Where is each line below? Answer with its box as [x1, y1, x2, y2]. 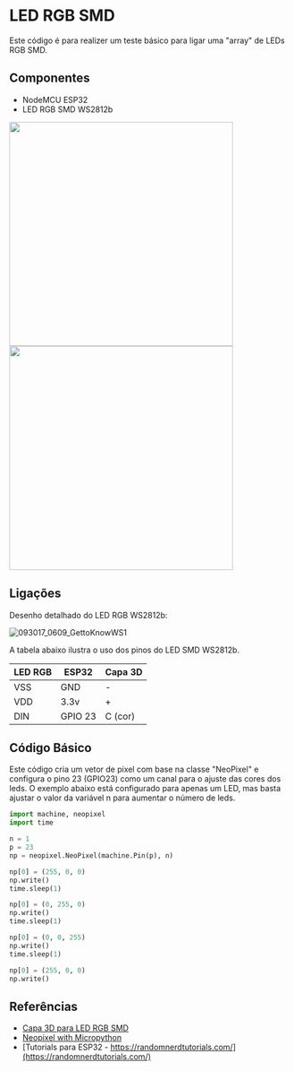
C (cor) [105, 710, 136, 722]
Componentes [9, 71, 91, 86]
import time [9, 818, 54, 827]
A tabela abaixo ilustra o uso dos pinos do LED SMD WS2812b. [9, 644, 239, 655]
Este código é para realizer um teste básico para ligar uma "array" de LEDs [9, 35, 285, 46]
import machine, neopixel [9, 810, 105, 819]
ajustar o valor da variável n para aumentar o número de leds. [9, 792, 236, 803]
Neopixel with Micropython [21, 1032, 122, 1043]
